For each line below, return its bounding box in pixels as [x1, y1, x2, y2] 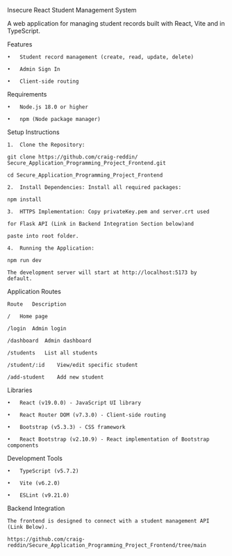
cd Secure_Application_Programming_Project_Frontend [7, 172, 163, 179]
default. [7, 275, 33, 282]
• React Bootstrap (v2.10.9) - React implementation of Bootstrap [7, 436, 210, 443]
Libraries [7, 386, 33, 394]
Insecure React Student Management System [7, 6, 137, 14]
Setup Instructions [7, 128, 60, 136]
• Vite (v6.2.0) [7, 480, 60, 486]
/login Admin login [7, 325, 67, 332]
